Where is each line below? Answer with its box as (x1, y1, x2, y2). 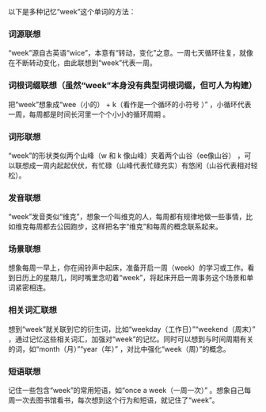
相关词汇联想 (8, 305, 58, 316)
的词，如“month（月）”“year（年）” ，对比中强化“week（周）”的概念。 (8, 344, 230, 353)
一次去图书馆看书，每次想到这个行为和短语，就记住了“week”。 (14, 395, 219, 405)
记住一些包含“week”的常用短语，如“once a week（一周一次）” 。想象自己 (8, 386, 245, 395)
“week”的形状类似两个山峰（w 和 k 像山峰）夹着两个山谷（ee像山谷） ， (8, 150, 245, 160)
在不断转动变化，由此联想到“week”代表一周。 (8, 58, 157, 67)
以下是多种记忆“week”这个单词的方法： (8, 7, 136, 16)
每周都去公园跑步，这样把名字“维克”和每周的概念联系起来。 (28, 221, 223, 232)
